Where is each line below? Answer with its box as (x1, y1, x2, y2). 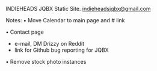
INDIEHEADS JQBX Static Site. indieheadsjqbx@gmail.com (5, 5, 151, 12)
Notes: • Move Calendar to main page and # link (5, 17, 125, 23)
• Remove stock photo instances (5, 58, 87, 65)
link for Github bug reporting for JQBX (14, 46, 109, 54)
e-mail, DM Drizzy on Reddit (14, 40, 85, 47)
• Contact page (5, 28, 45, 35)
